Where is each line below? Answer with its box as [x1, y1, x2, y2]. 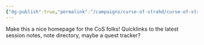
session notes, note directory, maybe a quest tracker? [5, 31, 141, 39]
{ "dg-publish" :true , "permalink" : [5, 8, 91, 15]
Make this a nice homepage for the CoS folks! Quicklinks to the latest [5, 25, 179, 32]
